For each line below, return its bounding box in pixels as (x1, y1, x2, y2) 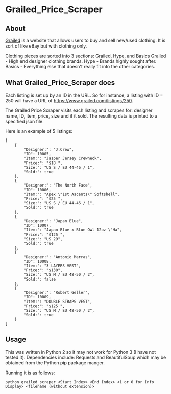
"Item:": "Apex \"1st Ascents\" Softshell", (23, 192, 120, 197)
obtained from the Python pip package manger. (5, 359, 105, 366)
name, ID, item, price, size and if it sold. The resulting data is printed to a (5, 112, 158, 119)
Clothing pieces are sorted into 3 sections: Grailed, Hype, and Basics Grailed (5, 53, 166, 59)
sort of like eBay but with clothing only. (5, 43, 87, 49)
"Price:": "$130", (23, 267, 63, 273)
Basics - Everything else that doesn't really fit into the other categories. (5, 64, 155, 69)
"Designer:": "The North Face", (23, 182, 93, 188)
